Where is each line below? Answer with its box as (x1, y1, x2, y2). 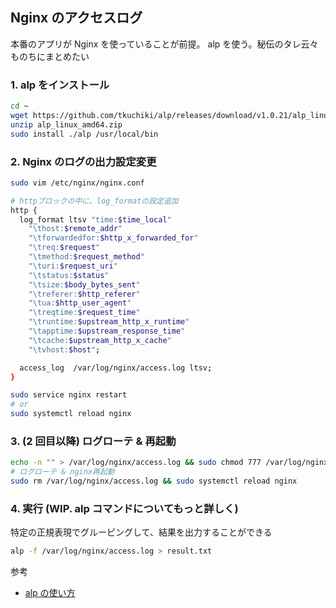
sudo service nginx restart (10, 390, 128, 400)
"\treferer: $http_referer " (28, 289, 141, 299)
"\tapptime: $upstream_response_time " (28, 326, 186, 337)
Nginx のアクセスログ (10, 9, 143, 27)
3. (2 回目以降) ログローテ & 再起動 (10, 434, 177, 448)
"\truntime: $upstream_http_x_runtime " (28, 317, 190, 327)
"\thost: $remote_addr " (28, 224, 123, 234)
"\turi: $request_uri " (28, 261, 118, 271)
